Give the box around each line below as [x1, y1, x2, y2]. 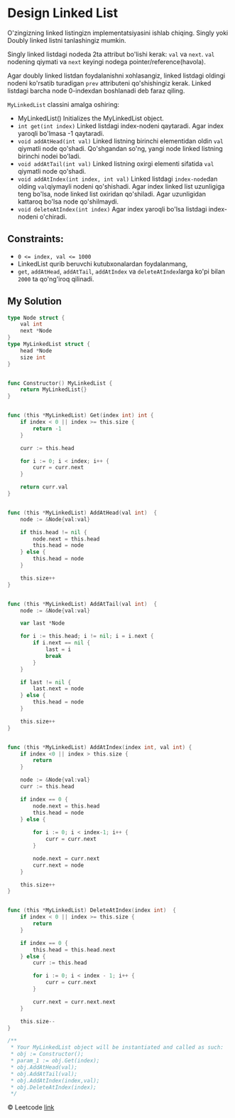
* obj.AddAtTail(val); [10, 1070, 78, 1077]
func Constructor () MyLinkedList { [7, 380, 113, 387]
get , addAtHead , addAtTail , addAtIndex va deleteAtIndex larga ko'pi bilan [17, 267, 226, 276]
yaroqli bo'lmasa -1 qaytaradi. [17, 129, 104, 137]
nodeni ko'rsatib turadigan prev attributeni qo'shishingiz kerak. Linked [7, 78, 212, 87]
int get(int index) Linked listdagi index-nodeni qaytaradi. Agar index [17, 121, 224, 130]
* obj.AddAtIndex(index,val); [10, 1077, 100, 1084]
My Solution [7, 296, 62, 308]
